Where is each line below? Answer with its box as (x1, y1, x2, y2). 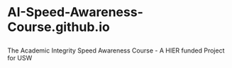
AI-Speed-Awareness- (7, 4, 143, 20)
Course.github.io (7, 19, 110, 35)
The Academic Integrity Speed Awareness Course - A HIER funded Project (7, 46, 225, 55)
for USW (7, 54, 33, 62)
